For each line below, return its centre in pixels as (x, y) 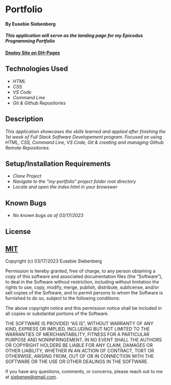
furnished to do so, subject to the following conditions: (63, 298)
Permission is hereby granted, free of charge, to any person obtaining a (80, 271)
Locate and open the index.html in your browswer (65, 187)
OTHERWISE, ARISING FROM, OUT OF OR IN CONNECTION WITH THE (80, 356)
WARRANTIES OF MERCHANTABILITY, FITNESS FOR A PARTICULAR (77, 334)
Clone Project (27, 176)
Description (24, 119)
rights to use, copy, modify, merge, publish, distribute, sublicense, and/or (82, 287)
